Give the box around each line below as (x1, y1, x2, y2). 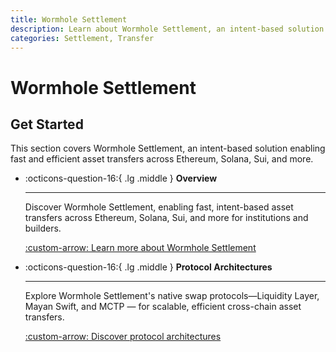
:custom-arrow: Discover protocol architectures (24, 331, 222, 343)
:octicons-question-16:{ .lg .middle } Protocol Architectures (24, 261, 273, 273)
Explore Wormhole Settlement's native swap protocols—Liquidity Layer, (24, 290, 320, 302)
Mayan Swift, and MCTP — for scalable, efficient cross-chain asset (24, 301, 302, 313)
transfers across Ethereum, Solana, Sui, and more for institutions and (24, 212, 309, 224)
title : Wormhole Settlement (10, 14, 128, 25)
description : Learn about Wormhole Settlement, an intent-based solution (10, 24, 325, 34)
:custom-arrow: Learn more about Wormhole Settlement (24, 242, 257, 254)
